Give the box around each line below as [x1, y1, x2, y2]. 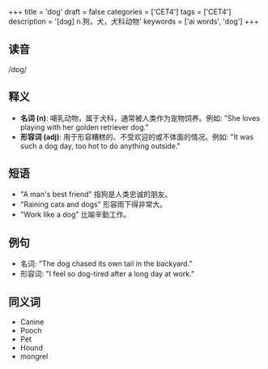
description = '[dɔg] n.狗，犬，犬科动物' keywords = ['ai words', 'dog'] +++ [8, 16, 259, 26]
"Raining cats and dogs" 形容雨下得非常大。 [19, 200, 168, 209]
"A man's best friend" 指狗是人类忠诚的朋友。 [19, 190, 172, 200]
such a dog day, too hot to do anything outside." [19, 141, 181, 151]
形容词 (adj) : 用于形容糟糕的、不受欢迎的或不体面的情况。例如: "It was [19, 131, 254, 141]
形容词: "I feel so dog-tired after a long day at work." [19, 269, 195, 279]
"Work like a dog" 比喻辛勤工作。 [19, 210, 131, 220]
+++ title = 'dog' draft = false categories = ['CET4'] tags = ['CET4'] [8, 7, 232, 16]
